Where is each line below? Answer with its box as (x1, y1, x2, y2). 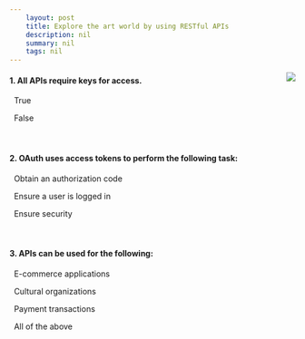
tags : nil (25, 47, 64, 56)
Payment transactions (13, 303, 95, 314)
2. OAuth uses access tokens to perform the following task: (9, 152, 239, 163)
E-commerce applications (13, 268, 111, 279)
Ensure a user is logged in (13, 190, 112, 201)
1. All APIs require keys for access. (9, 74, 143, 86)
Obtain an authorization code (13, 173, 123, 184)
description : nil (25, 30, 92, 39)
